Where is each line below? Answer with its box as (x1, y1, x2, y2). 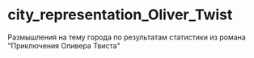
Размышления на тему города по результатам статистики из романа (7, 32, 246, 42)
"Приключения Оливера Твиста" (7, 40, 121, 50)
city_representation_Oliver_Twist (7, 6, 233, 24)
